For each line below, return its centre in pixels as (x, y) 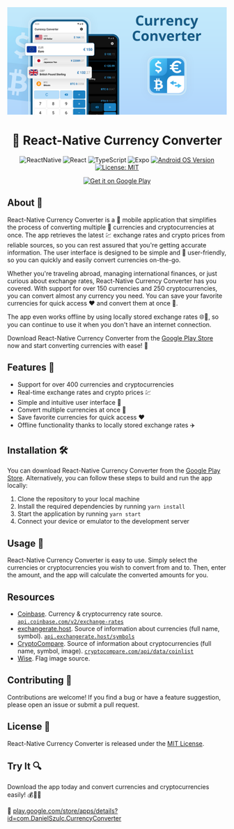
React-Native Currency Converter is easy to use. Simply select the (102, 560)
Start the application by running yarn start (79, 514)
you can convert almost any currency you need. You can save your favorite (115, 296)
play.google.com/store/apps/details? (65, 811)
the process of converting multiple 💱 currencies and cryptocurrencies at (111, 227)
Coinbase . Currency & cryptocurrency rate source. (90, 614)
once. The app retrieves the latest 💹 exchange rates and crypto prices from (116, 235)
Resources (31, 597)
